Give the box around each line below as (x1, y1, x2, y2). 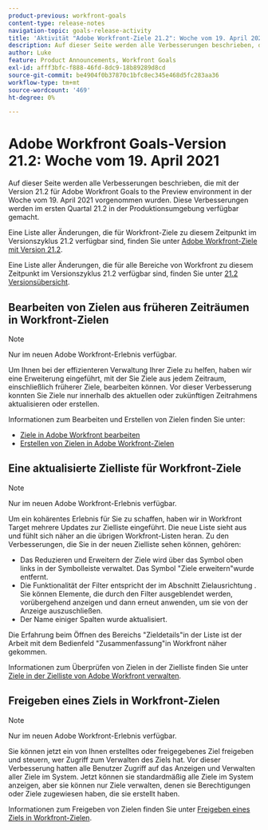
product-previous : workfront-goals (8, 11, 127, 20)
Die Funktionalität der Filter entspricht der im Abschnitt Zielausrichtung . (19, 581, 257, 590)
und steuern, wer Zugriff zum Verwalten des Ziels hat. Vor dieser (8, 755, 221, 764)
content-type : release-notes (8, 19, 105, 27)
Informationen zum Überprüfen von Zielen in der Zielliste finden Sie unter (8, 662, 249, 672)
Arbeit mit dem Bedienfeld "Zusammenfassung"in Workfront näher (8, 638, 227, 648)
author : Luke (8, 49, 52, 57)
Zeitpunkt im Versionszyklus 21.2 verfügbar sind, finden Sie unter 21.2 (8, 269, 238, 278)
